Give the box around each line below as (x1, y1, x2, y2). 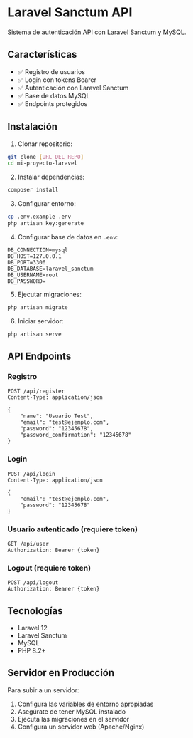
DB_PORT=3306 (7, 259, 46, 266)
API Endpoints (7, 350, 72, 363)
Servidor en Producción (7, 667, 115, 679)
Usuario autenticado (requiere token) (7, 524, 138, 534)
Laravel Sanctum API (7, 4, 133, 21)
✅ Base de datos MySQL (17, 91, 90, 100)
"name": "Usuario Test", (20, 412, 94, 420)
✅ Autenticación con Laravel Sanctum (17, 83, 129, 92)
